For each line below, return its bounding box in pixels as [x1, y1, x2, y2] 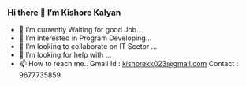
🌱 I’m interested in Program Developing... [18, 33, 152, 43]
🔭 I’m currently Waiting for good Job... [18, 25, 143, 35]
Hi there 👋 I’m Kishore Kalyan [7, 7, 121, 18]
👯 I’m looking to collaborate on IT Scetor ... [18, 42, 158, 51]
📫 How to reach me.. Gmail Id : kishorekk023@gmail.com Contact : [18, 59, 239, 69]
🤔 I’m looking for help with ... [18, 50, 112, 60]
